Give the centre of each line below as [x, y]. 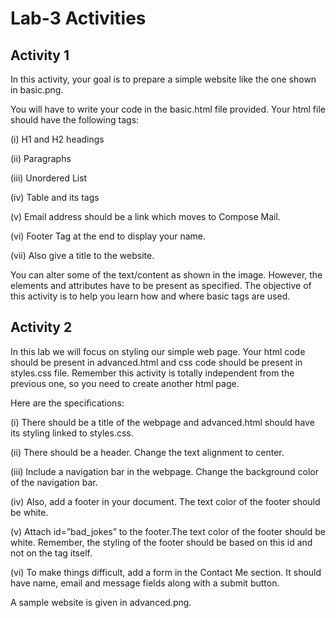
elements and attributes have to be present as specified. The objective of [161, 285]
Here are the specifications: [67, 403]
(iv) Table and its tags [55, 197]
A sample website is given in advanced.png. [101, 602]
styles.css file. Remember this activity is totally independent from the [152, 373]
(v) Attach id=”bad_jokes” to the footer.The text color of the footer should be [168, 531]
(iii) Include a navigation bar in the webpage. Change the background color [165, 471]
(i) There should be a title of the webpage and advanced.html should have [162, 422]
